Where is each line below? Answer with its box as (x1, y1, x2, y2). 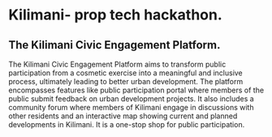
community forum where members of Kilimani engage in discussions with (8, 103, 254, 112)
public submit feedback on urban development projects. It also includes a (8, 94, 254, 103)
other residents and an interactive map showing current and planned (8, 111, 238, 121)
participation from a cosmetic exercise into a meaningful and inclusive (8, 68, 244, 78)
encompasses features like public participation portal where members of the (8, 85, 265, 95)
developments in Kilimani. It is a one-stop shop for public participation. (8, 120, 245, 129)
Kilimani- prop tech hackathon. (8, 6, 223, 24)
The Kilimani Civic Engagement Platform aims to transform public (8, 59, 227, 69)
